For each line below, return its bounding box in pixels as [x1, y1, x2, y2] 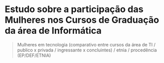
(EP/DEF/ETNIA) [17, 52, 51, 58]
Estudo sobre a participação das [5, 4, 144, 15]
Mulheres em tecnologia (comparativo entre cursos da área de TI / [17, 41, 156, 47]
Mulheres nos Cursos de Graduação [5, 14, 159, 26]
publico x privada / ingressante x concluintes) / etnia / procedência [17, 47, 157, 53]
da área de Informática [5, 25, 102, 36]
